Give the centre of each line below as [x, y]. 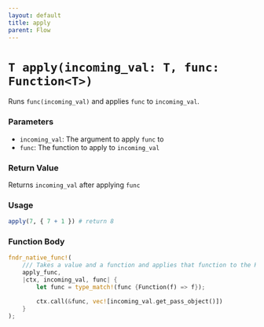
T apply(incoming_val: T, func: [114, 67]
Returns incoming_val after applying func [74, 185]
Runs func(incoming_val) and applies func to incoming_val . [104, 101]
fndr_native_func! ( [40, 258]
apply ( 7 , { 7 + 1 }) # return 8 [61, 222]
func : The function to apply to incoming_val [89, 147]
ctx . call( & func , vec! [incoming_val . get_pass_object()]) [130, 301]
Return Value [33, 167]
